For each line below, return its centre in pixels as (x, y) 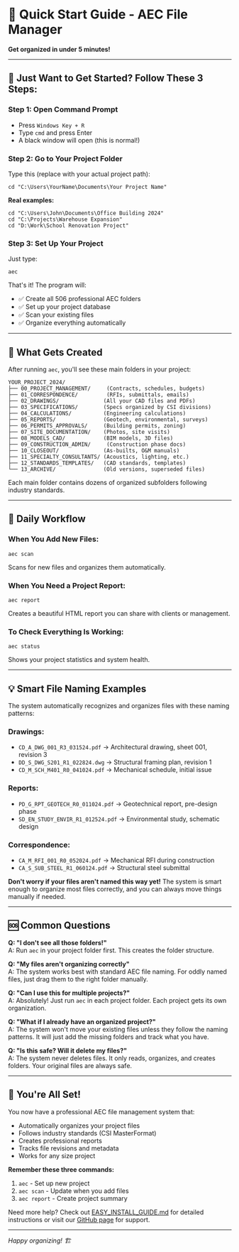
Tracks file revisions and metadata (68, 1148)
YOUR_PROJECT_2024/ (37, 383)
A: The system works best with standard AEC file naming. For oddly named (118, 971)
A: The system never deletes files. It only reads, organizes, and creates (112, 1058)
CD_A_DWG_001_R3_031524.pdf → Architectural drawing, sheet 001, (113, 747)
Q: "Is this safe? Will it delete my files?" (67, 1050)
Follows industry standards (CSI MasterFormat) (87, 1133)
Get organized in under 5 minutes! (59, 49)
